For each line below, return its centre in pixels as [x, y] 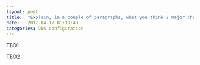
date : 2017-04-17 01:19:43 [42, 23]
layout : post [22, 12]
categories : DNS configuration [45, 28]
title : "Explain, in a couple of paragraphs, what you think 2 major [96, 17]
